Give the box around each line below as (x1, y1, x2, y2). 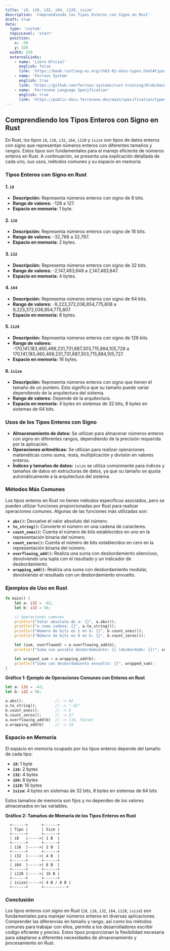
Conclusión (5, 896, 34, 903)
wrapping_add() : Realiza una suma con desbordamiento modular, (12, 566, 148, 572)
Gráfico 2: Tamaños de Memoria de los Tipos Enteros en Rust (5, 812, 137, 818)
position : (10, 36, 30, 41)
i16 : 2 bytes (12, 766, 38, 772)
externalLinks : (10, 54, 42, 60)
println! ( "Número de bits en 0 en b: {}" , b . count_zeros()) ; (14, 633, 146, 639)
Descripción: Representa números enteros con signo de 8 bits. (12, 195, 144, 201)
